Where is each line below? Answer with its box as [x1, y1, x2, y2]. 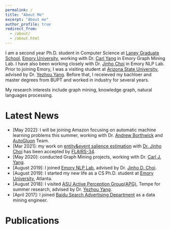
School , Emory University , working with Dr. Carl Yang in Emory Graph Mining [5, 55, 165, 61]
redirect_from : [5, 26, 38, 32]
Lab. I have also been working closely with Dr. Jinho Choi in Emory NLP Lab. [5, 61, 165, 67]
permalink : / [5, 7, 33, 13]
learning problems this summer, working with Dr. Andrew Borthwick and [12, 132, 163, 138]
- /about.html [10, 36, 40, 41]
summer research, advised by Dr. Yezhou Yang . [12, 186, 113, 192]
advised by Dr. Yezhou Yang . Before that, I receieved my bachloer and [5, 71, 152, 77]
